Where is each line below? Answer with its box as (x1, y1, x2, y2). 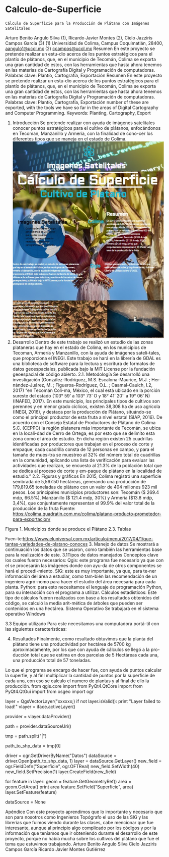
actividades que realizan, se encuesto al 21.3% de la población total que (12, 463, 162, 469)
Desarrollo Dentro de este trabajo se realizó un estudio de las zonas (12, 339, 153, 345)
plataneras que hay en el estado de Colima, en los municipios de (12, 344, 147, 350)
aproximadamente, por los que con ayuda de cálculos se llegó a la (12, 646, 150, 652)
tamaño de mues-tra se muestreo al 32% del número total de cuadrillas (12, 452, 160, 458)
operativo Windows (5, 611, 46, 617)
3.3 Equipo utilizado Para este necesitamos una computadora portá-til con (5, 621, 159, 627)
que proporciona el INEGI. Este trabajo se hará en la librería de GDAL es (12, 355, 161, 362)
